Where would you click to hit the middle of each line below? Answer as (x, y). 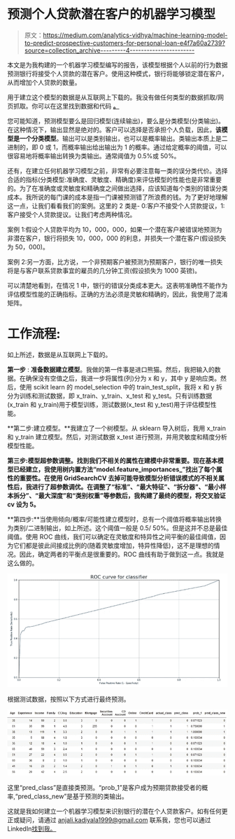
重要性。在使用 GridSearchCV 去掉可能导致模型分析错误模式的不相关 (119, 478)
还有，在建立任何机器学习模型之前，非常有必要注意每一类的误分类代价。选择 (117, 171)
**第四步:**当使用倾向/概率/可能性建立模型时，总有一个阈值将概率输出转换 (115, 519)
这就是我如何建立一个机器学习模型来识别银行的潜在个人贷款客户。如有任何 (114, 811)
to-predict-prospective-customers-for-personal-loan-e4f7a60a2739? (125, 43)
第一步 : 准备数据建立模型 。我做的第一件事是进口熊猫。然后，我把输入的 (111, 369)
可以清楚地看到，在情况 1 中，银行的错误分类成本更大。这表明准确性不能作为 (117, 285)
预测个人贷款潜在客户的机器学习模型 (112, 14)
